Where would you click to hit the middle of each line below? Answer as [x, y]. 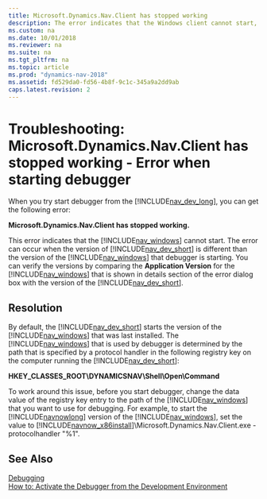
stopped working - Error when [109, 162]
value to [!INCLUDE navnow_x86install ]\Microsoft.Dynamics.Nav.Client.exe [130, 425]
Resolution [35, 308]
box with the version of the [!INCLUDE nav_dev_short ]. [96, 283]
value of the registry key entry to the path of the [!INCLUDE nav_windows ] [128, 400]
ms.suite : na [30, 52]
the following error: [40, 210]
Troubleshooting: [67, 129]
